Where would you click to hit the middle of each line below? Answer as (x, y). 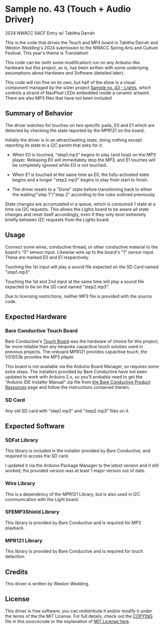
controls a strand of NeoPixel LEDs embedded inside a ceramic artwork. (78, 93)
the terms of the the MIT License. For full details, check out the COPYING (79, 616)
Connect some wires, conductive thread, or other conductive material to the (82, 247)
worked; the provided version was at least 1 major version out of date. (75, 471)
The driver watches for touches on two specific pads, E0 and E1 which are (80, 125)
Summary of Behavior (39, 113)
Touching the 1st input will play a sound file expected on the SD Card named (82, 267)
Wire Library (20, 483)
